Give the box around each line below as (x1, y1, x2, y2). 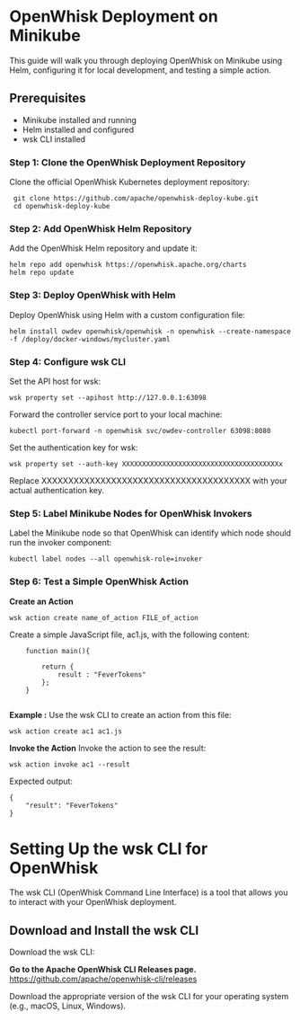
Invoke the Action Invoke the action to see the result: (9, 742, 207, 753)
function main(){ (25, 646, 91, 655)
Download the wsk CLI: (9, 946, 95, 958)
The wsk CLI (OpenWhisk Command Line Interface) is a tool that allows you (9, 887, 288, 898)
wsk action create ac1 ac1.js (9, 726, 123, 736)
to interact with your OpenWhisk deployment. (9, 897, 177, 908)
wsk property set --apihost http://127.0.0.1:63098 (9, 393, 207, 402)
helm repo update (9, 268, 75, 278)
